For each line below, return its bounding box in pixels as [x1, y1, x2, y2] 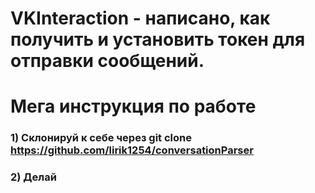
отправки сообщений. [10, 50, 205, 72]
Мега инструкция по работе [10, 95, 257, 118]
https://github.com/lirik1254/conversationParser [10, 143, 254, 157]
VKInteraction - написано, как [10, 7, 271, 30]
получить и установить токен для [10, 28, 306, 51]
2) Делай [10, 170, 57, 184]
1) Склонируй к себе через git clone [10, 131, 192, 145]
